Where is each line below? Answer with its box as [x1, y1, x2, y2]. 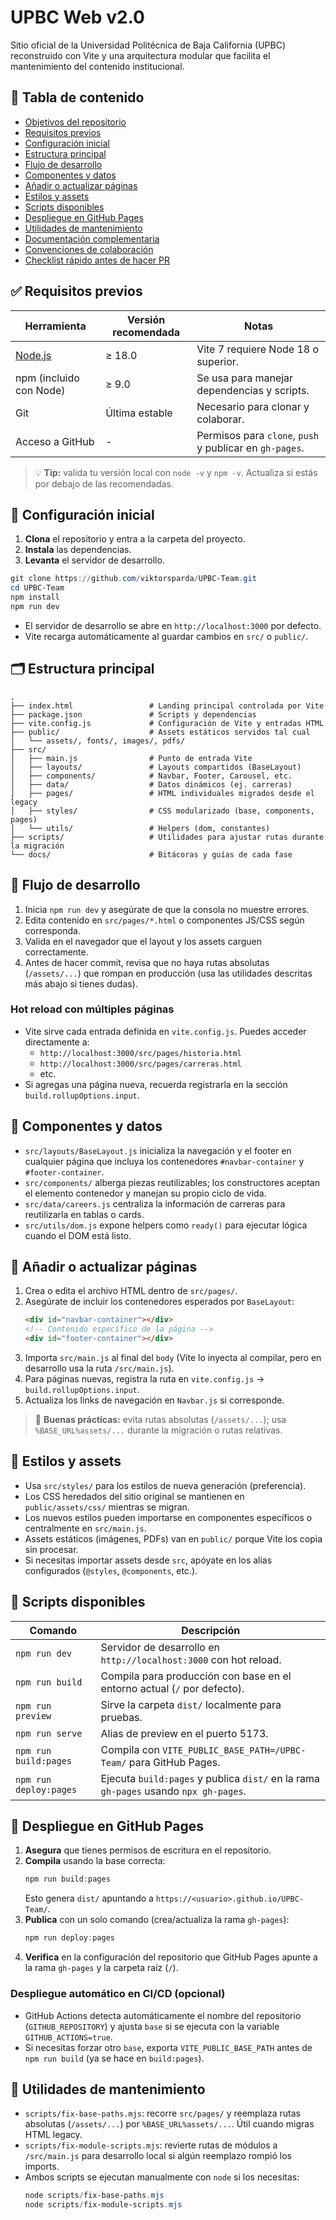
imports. [24, 2161, 60, 2173]
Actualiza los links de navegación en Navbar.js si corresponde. [24, 1394, 285, 1406]
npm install [10, 592, 60, 603]
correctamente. [24, 946, 89, 958]
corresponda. [24, 924, 81, 936]
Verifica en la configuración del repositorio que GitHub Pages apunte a [24, 1951, 318, 1963]
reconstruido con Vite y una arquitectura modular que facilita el [10, 49, 271, 61]
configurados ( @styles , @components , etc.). [24, 1564, 198, 1576]
